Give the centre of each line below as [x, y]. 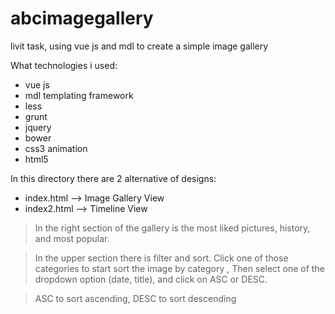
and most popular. [72, 238]
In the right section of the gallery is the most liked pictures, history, [172, 228]
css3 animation [56, 148]
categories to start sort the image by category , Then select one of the [179, 268]
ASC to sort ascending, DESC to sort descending [135, 298]
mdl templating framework [79, 95]
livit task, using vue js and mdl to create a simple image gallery [139, 46]
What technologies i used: [64, 65]
